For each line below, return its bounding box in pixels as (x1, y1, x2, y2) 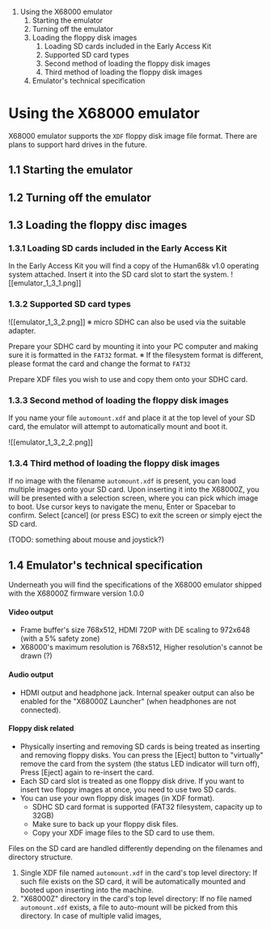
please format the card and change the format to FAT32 (8, 359, 191, 368)
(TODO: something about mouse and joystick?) (8, 535, 164, 544)
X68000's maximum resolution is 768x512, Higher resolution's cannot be (19, 643, 263, 652)
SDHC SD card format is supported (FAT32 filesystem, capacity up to (32, 802, 263, 811)
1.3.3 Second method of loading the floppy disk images (8, 394, 229, 406)
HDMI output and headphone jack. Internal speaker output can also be (19, 687, 255, 697)
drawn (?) (19, 651, 53, 660)
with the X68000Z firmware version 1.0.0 (8, 588, 144, 599)
